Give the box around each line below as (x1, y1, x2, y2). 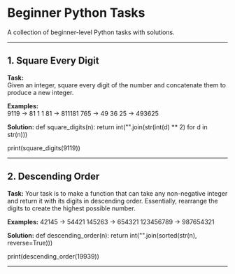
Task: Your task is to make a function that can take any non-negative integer (7, 189, 228, 197)
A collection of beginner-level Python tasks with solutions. (7, 28, 175, 36)
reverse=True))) (7, 238, 53, 247)
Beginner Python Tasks (7, 5, 145, 21)
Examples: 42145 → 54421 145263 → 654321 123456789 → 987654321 (7, 217, 215, 226)
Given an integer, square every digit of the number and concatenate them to (7, 80, 226, 89)
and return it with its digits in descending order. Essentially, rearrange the (7, 196, 218, 205)
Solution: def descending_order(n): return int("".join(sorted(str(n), (7, 231, 197, 239)
